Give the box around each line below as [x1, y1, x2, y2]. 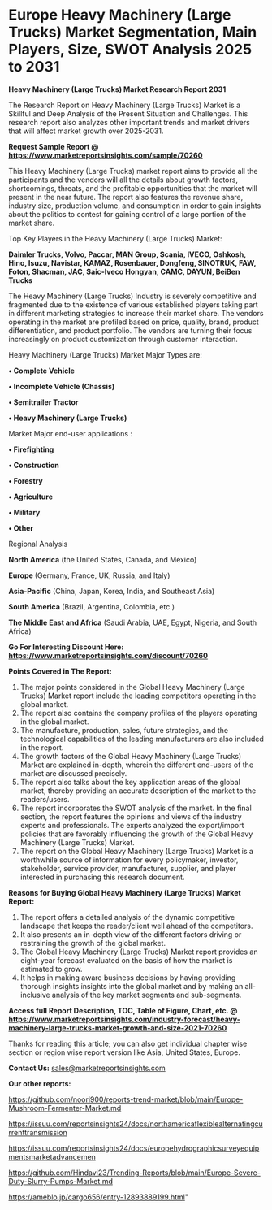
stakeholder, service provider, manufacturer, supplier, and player [19, 863, 237, 873]
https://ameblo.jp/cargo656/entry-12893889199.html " [8, 1192, 189, 1202]
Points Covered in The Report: [8, 666, 112, 676]
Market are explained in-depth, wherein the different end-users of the [19, 760, 254, 770]
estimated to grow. [19, 964, 83, 974]
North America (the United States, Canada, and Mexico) [8, 554, 197, 564]
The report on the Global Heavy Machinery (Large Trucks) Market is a [19, 846, 254, 856]
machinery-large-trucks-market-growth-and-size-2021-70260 [8, 1022, 227, 1033]
